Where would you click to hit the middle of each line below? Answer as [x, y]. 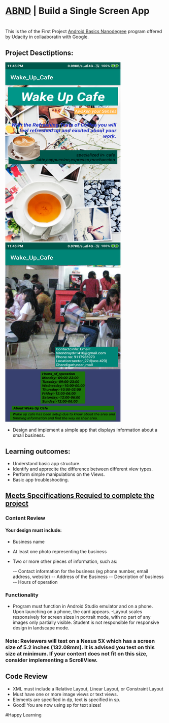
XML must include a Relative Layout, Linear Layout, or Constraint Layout [88, 688]
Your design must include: [33, 530]
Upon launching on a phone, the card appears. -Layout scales [77, 611]
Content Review [25, 518]
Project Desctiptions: [39, 53]
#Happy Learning [23, 715]
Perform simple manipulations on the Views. [59, 474]
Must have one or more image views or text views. [65, 694]
